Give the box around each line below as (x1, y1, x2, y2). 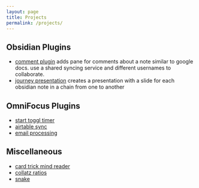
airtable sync (14, 123, 47, 130)
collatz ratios (14, 169, 47, 176)
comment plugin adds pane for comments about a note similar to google (14, 58, 194, 65)
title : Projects (6, 14, 47, 20)
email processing (14, 129, 58, 137)
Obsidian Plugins (6, 42, 71, 52)
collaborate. (14, 71, 45, 78)
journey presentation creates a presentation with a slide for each (14, 77, 175, 84)
